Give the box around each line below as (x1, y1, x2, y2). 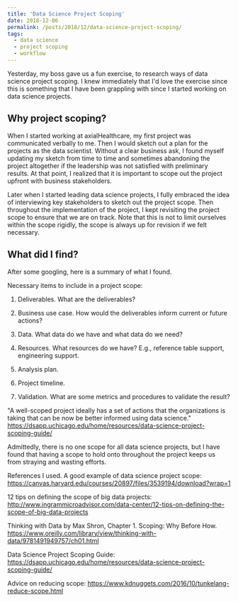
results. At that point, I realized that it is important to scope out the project (7, 169, 223, 177)
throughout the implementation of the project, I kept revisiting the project (7, 205, 220, 213)
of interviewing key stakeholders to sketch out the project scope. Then (7, 198, 214, 206)
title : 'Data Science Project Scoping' (7, 10, 125, 18)
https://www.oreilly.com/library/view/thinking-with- (7, 529, 157, 537)
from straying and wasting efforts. (7, 457, 107, 466)
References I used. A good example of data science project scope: (7, 471, 202, 479)
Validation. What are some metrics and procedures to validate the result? (17, 392, 230, 401)
